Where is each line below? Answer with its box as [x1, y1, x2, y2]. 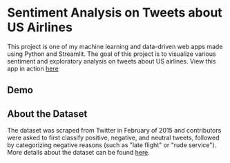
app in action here [7, 64, 59, 73]
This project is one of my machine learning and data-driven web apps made [7, 42, 223, 50]
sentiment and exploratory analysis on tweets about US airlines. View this [7, 57, 216, 65]
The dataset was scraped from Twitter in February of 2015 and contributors [7, 126, 222, 135]
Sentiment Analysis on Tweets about [7, 5, 222, 21]
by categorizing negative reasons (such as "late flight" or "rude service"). [7, 141, 217, 149]
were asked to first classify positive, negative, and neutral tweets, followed [7, 133, 220, 142]
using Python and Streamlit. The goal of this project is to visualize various [7, 50, 216, 58]
